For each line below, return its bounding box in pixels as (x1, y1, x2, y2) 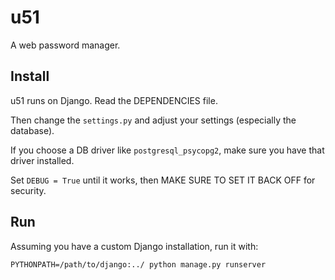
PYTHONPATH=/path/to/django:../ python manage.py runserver (10, 259, 267, 270)
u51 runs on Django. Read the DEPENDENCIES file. (10, 94, 218, 106)
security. (10, 184, 47, 196)
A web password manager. (10, 39, 121, 51)
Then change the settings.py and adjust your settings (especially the (10, 114, 297, 126)
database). (10, 124, 55, 136)
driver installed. (10, 154, 75, 166)
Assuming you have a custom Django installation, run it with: (10, 240, 259, 252)
